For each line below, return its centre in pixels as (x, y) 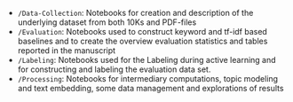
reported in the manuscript (67, 51)
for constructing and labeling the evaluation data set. (114, 69)
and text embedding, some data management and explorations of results (150, 88)
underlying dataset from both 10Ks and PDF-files (107, 22)
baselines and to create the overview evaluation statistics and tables (143, 41)
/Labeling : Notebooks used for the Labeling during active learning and (147, 60)
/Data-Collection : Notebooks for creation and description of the (135, 13)
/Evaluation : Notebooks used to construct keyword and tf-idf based (143, 31)
